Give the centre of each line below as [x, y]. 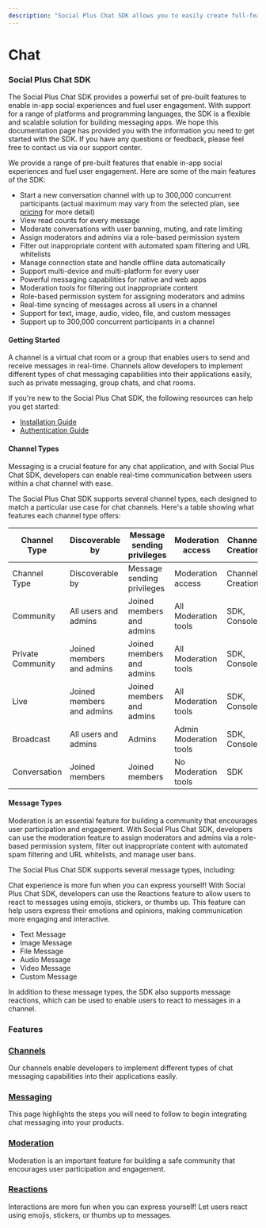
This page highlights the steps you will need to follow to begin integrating [127, 1114]
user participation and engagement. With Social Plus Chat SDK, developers [131, 829]
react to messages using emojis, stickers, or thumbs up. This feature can [127, 902]
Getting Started [34, 340]
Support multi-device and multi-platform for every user [109, 271]
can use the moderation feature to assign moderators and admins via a [123, 837]
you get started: [34, 406]
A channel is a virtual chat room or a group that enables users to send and [129, 357]
